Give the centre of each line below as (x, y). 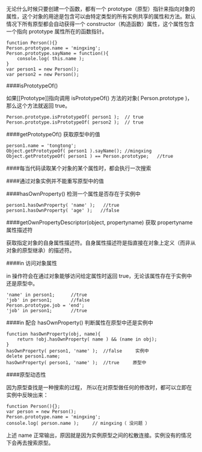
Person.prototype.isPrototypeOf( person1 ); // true (75, 117)
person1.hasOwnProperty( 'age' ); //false (63, 210)
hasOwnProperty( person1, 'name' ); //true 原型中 (76, 363)
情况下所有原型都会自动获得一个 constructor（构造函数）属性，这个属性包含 (100, 24)
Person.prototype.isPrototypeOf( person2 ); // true (75, 122)
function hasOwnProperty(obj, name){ (54, 334)
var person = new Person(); (41, 412)
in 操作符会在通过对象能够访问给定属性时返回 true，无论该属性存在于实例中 (99, 276)
